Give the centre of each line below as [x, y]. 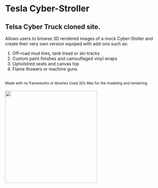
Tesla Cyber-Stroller [47, 9]
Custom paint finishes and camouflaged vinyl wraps [65, 59]
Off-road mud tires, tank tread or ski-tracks [56, 53]
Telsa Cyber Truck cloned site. [53, 27]
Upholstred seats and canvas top [46, 64]
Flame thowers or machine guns [45, 69]
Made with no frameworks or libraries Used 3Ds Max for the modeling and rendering [76, 83]
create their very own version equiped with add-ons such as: [67, 44]
